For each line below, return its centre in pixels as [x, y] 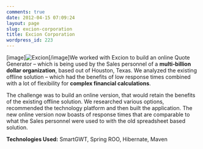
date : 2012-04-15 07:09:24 [41, 18]
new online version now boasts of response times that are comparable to [98, 114]
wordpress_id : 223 [30, 40]
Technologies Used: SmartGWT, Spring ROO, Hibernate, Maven [87, 139]
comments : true [26, 12]
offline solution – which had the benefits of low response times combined [98, 77]
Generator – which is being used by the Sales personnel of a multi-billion [99, 64]
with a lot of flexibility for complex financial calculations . [79, 83]
